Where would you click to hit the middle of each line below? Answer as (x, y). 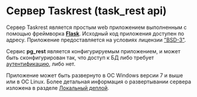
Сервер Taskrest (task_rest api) (87, 11)
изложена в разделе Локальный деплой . (58, 88)
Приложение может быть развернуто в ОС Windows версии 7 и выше (95, 75)
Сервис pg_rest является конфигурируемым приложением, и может (93, 51)
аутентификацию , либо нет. (41, 64)
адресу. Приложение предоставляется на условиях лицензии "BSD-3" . (96, 40)
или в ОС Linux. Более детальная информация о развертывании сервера (99, 82)
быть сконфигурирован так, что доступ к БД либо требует (80, 57)
